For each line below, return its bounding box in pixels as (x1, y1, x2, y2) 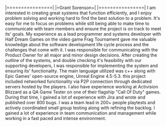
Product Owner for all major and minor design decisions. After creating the (5, 52, 158, 58)
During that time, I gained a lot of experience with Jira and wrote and (5, 94, 146, 100)
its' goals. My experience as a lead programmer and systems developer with (5, 31, 161, 37)
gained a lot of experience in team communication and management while (5, 110, 157, 116)
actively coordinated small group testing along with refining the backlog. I (5, 105, 155, 111)
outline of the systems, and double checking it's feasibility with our (5, 58, 142, 63)
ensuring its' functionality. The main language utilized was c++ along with (5, 68, 156, 74)
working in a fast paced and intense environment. (5, 116, 107, 121)
